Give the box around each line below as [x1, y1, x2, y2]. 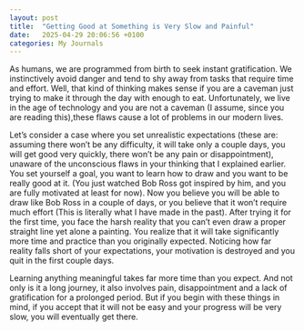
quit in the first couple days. [9, 256, 115, 266]
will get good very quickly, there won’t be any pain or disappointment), [9, 149, 275, 160]
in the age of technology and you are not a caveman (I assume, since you [9, 102, 285, 114]
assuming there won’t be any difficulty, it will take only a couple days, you [9, 139, 286, 150]
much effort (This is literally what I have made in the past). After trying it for [9, 206, 291, 218]
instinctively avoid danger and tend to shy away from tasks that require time [9, 74, 294, 85]
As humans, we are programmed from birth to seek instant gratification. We [9, 64, 293, 75]
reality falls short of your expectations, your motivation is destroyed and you [9, 246, 296, 256]
